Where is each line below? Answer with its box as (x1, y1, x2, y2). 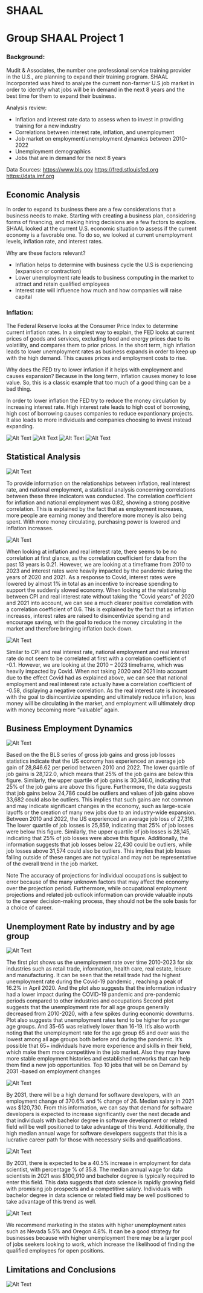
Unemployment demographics (14, 147, 91, 155)
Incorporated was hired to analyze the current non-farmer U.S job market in (6, 79, 195, 86)
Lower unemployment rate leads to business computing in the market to (14, 274, 195, 281)
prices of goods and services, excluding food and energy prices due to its (6, 335, 190, 342)
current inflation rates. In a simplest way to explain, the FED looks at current (6, 329, 195, 336)
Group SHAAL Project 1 (6, 31, 124, 45)
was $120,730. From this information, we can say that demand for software (6, 1104, 193, 1111)
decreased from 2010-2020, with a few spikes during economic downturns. (6, 1010, 195, 1018)
